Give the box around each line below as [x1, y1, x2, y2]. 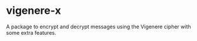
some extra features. [6, 29, 56, 36]
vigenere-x [6, 4, 61, 17]
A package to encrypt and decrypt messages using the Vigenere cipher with [6, 23, 191, 30]
